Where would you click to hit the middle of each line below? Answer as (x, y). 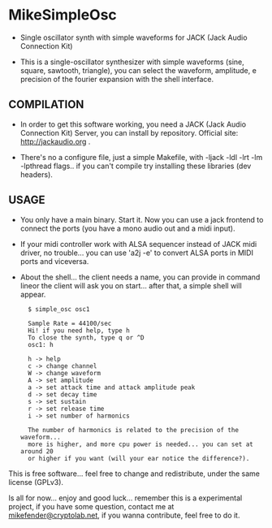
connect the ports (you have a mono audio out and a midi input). (127, 228)
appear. (33, 294)
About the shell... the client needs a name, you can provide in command (140, 277)
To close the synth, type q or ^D (86, 338)
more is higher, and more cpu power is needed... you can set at (140, 444)
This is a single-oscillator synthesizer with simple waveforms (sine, (132, 62)
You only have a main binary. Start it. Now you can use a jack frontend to (142, 219)
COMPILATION (46, 104)
